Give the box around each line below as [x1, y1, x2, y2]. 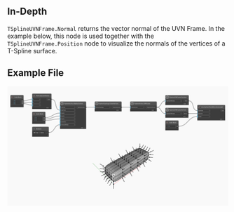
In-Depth [7, 6, 48, 18]
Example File [7, 67, 64, 79]
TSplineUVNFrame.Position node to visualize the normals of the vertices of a [7, 39, 226, 48]
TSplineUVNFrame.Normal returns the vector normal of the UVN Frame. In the [7, 24, 226, 32]
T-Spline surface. [7, 46, 57, 55]
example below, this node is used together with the [7, 32, 154, 40]
